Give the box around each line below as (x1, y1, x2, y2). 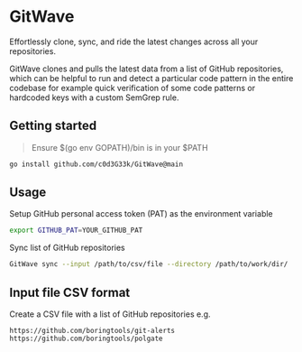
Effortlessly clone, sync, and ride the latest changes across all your (9, 36, 259, 47)
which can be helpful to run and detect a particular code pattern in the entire (9, 72, 294, 83)
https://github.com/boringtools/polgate (9, 334, 164, 343)
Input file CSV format (9, 284, 131, 300)
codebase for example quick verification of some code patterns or (9, 82, 256, 93)
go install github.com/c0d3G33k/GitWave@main (9, 160, 183, 169)
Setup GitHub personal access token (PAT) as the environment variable (9, 208, 273, 219)
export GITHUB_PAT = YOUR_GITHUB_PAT (9, 226, 143, 236)
